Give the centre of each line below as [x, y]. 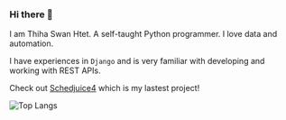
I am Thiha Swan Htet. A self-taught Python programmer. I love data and [143, 34]
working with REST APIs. [55, 70]
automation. [32, 43]
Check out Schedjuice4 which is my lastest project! [105, 88]
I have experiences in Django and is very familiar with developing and [137, 61]
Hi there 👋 [32, 14]
